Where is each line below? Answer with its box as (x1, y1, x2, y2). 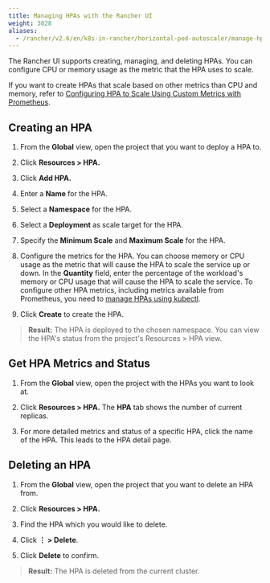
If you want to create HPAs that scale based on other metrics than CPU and (8, 80, 258, 90)
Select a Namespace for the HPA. (19, 204, 133, 214)
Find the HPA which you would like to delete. (19, 519, 168, 529)
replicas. (19, 411, 49, 421)
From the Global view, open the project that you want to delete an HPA (19, 479, 254, 489)
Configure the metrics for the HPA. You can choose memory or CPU (19, 251, 245, 261)
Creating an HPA (8, 121, 92, 134)
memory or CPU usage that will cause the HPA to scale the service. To (19, 277, 253, 286)
